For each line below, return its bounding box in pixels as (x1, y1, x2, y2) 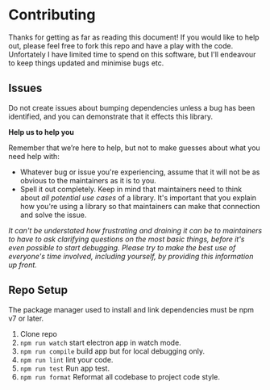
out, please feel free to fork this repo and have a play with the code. (8, 40, 234, 50)
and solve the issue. (19, 210, 87, 220)
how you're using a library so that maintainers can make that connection (19, 201, 260, 211)
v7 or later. (8, 313, 44, 323)
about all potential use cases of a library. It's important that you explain (19, 192, 256, 203)
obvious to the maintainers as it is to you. (19, 175, 157, 185)
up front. (8, 260, 38, 270)
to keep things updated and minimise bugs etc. (8, 58, 164, 68)
